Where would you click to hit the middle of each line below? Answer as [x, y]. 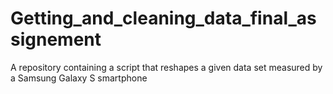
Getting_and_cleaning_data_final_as [163, 18]
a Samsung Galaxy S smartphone [79, 78]
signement [56, 39]
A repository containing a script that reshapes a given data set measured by [166, 67]
